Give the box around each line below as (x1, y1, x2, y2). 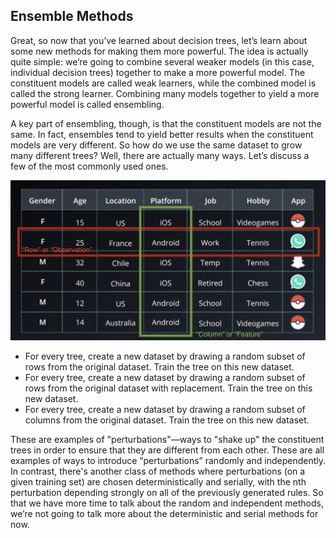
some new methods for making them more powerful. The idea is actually (10, 45, 309, 57)
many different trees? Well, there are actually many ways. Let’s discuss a (10, 149, 310, 161)
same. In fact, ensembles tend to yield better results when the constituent (10, 128, 314, 140)
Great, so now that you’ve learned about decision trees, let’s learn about (10, 34, 308, 46)
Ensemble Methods (10, 8, 134, 25)
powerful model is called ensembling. (10, 98, 165, 110)
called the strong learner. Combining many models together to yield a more (10, 87, 320, 99)
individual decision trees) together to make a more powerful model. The (10, 66, 306, 78)
